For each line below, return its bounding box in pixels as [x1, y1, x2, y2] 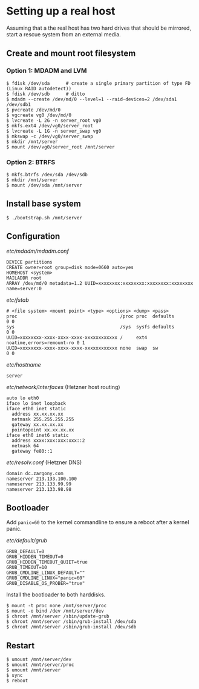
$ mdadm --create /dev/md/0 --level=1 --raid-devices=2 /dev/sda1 [6, 96, 177, 102]
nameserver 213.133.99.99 [6, 481, 71, 487]
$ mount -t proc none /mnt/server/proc [6, 603, 107, 609]
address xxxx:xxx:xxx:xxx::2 [11, 438, 85, 444]
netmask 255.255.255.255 [11, 416, 74, 422]
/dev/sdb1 [6, 101, 31, 107]
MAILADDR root [6, 275, 42, 281]
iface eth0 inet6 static [6, 432, 69, 438]
